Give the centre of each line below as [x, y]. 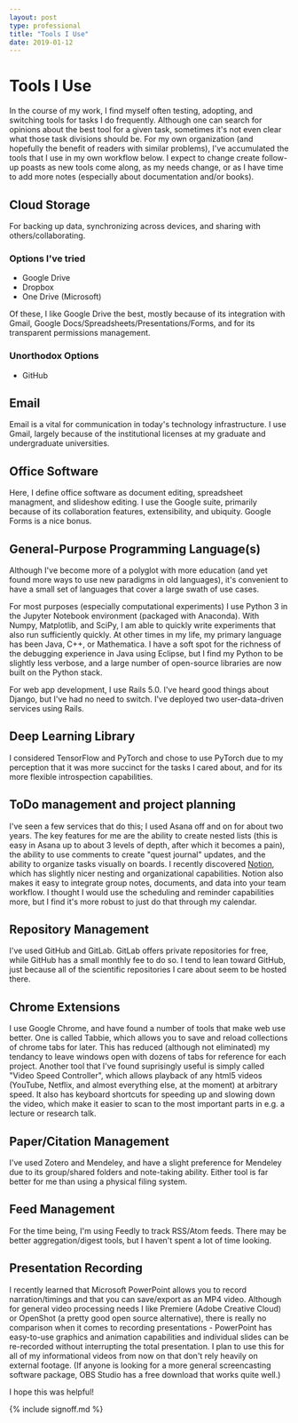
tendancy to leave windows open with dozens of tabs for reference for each [148, 1057]
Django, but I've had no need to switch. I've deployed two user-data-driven [146, 699]
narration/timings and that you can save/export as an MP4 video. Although [145, 1299]
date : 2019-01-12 [41, 42]
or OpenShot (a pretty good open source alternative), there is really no [138, 1318]
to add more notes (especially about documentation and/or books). [132, 177]
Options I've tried [47, 258]
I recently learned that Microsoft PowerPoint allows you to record [128, 1290]
